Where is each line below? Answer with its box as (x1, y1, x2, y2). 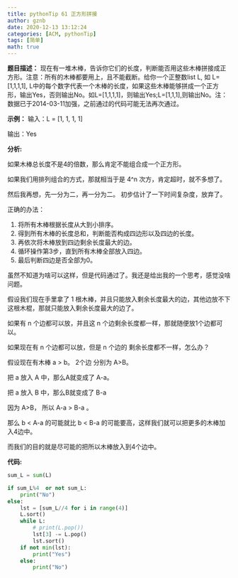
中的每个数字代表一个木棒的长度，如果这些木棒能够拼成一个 (33, 82, 207, 90)
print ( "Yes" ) (33, 550, 72, 558)
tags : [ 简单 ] (7, 37, 44, 44)
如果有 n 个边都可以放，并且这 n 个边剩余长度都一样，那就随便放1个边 (7, 319, 210, 327)
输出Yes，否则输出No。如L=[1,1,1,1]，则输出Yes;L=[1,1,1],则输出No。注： (19, 90, 228, 99)
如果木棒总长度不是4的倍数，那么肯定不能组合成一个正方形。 (7, 160, 186, 168)
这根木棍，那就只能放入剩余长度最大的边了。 (7, 304, 138, 312)
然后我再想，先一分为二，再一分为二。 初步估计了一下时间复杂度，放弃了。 (7, 190, 227, 198)
